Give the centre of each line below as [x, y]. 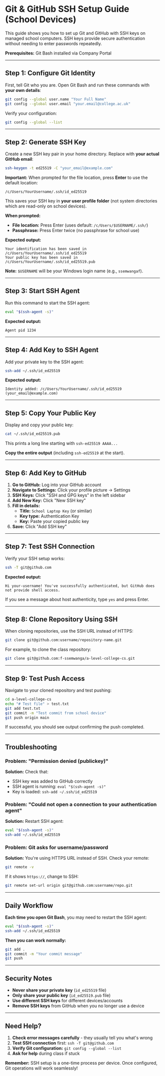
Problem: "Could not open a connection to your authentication [81, 804]
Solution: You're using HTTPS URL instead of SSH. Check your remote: [77, 858]
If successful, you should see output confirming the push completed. [75, 727]
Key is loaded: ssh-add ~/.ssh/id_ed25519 [55, 792]
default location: [22, 183]
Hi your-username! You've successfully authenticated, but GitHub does [80, 586]
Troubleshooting [31, 747]
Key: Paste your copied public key [54, 521]
